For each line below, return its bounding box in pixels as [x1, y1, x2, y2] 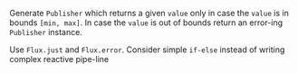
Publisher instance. [9, 27, 83, 37]
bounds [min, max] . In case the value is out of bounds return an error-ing [9, 17, 284, 28]
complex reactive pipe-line [9, 54, 110, 64]
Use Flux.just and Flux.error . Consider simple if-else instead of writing [9, 44, 285, 55]
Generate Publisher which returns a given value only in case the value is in [9, 8, 290, 18]
